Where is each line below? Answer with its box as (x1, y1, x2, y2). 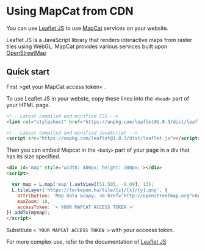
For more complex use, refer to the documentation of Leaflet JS (6, 238, 167, 246)
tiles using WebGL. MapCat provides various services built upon (6, 43, 168, 50)
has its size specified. (6, 153, 61, 160)
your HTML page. (6, 101, 51, 108)
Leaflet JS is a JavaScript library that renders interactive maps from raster (6, 36, 193, 43)
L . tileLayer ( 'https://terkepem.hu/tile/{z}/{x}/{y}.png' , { (12, 187, 168, 193)
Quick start (6, 67, 50, 77)
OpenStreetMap (6, 49, 47, 56)
